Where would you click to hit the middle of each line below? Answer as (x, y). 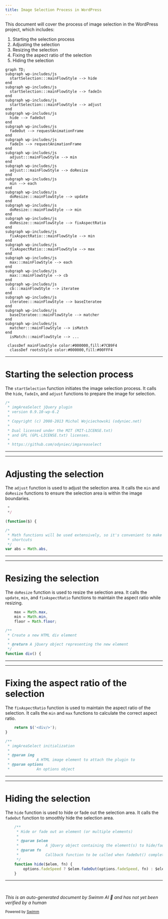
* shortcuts (20, 540)
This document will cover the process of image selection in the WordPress (82, 24)
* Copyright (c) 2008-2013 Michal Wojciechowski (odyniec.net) (74, 421)
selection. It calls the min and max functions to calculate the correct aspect (81, 713)
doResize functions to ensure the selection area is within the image (74, 493)
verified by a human (26, 903)
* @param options (25, 765)
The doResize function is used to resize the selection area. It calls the (76, 592)
